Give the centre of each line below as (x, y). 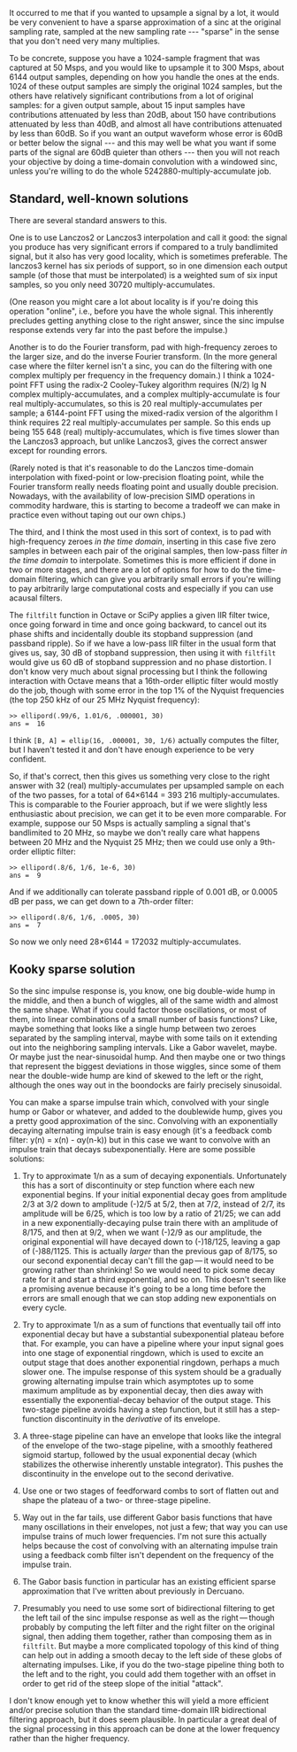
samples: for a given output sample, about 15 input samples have (127, 105)
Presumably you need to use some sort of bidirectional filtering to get (148, 1608)
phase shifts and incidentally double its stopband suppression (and (131, 633)
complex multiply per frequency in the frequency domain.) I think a (130, 375)
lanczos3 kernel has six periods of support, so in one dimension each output (148, 266)
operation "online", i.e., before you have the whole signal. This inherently (141, 311)
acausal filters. (36, 598)
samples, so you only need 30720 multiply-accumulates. (112, 284)
